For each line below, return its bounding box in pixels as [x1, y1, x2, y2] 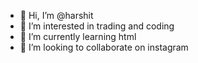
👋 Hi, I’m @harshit [19, 10, 94, 21]
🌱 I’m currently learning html [19, 31, 137, 42]
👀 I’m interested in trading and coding [19, 20, 175, 32]
